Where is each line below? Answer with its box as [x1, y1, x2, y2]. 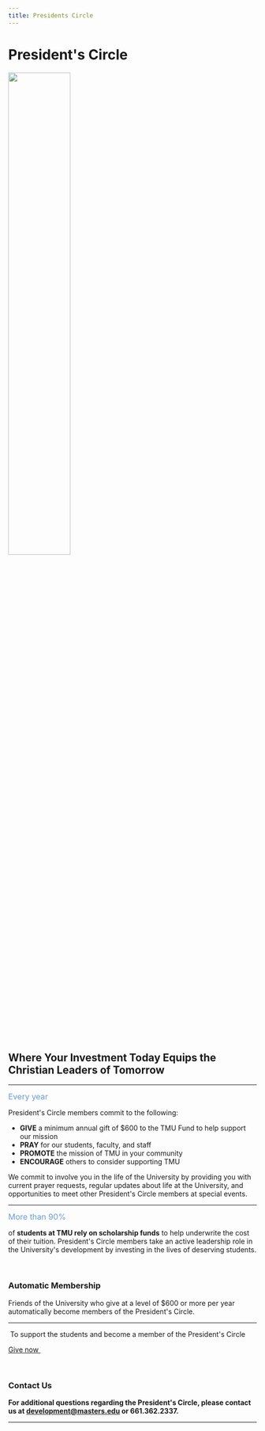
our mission [19, 1132, 58, 1141]
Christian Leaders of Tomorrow [8, 1063, 165, 1076]
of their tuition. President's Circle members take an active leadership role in [8, 1236, 253, 1247]
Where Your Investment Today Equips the [8, 1050, 217, 1065]
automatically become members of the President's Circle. [8, 1307, 195, 1316]
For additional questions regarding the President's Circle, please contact [8, 1398, 252, 1407]
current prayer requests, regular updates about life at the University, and [8, 1181, 244, 1190]
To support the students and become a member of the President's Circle [9, 1329, 246, 1338]
